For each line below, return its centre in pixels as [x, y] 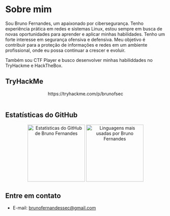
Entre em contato [33, 195]
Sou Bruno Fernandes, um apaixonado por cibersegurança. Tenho [75, 23]
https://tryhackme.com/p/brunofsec [86, 94]
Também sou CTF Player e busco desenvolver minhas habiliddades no [79, 60]
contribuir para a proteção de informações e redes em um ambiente [76, 45]
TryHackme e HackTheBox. [34, 65]
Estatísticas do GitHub [41, 115]
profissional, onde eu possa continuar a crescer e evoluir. [65, 50]
